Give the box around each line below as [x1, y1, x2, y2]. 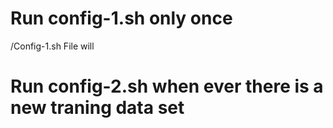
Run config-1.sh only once [10, 7, 233, 30]
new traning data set [10, 97, 185, 119]
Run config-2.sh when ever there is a [10, 75, 324, 98]
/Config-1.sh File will [10, 40, 95, 52]
